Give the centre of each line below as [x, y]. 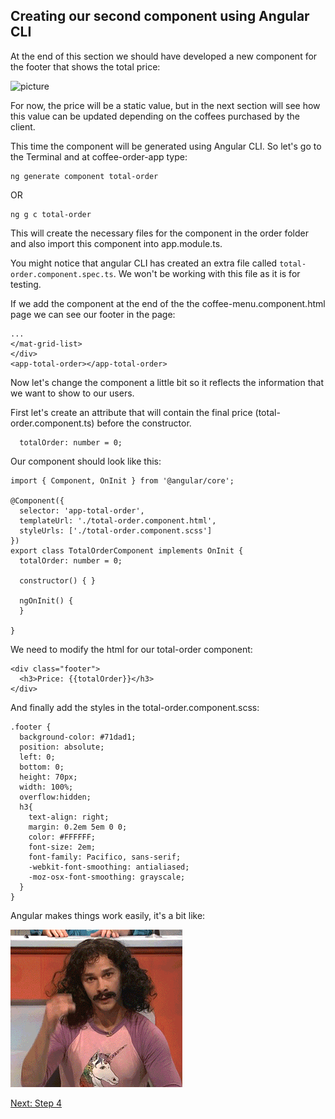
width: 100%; [46, 787]
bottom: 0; [42, 767]
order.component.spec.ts [62, 274]
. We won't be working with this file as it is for [207, 273]
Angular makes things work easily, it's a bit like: [108, 915]
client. [23, 126]
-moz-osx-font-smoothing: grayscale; [107, 877]
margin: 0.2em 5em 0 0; [78, 827]
